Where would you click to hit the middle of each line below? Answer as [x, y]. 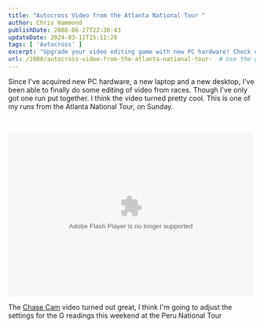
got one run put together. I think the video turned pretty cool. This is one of [130, 98]
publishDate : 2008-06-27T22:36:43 [65, 30]
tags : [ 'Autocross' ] [45, 45]
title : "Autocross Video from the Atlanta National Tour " [107, 15]
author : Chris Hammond [45, 23]
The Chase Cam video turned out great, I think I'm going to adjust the [120, 307]
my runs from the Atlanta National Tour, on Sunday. [91, 106]
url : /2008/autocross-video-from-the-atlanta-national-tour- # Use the [130, 60]
